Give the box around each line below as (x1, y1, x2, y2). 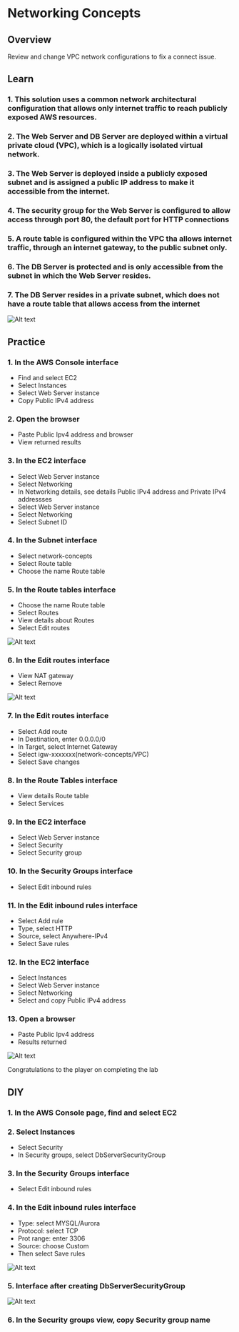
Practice (7, 336, 46, 348)
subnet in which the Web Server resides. (7, 270, 151, 280)
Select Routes (17, 609, 59, 617)
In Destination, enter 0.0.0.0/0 (17, 735, 106, 743)
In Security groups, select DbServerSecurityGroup (17, 1150, 166, 1159)
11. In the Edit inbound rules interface (7, 900, 138, 910)
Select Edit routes (17, 624, 70, 632)
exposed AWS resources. (7, 112, 98, 122)
